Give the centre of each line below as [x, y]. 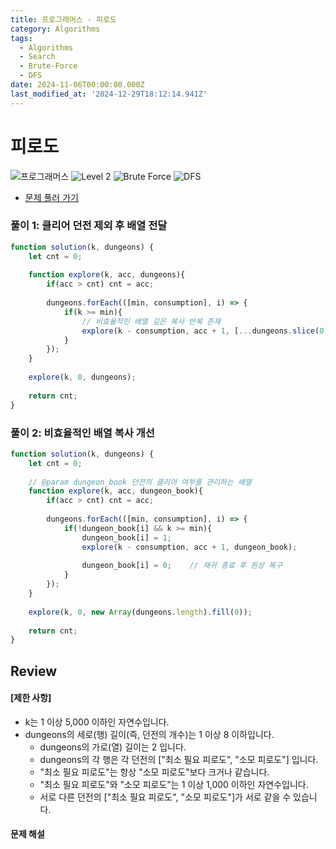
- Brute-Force [48, 66]
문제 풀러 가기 [51, 197]
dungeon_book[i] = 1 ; [126, 537]
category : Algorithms [55, 29]
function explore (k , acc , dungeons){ [107, 275]
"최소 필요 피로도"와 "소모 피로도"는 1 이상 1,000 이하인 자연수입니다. [174, 784]
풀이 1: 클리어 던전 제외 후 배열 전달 [89, 226]
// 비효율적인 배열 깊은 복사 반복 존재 [151, 321]
